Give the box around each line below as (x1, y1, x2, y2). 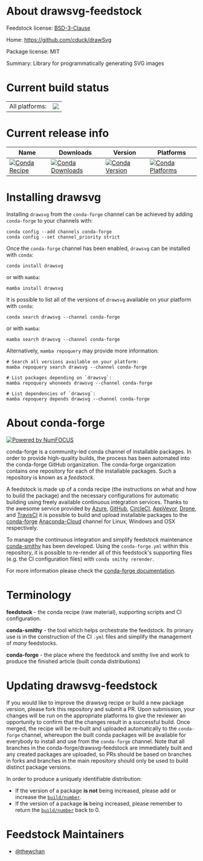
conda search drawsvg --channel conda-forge (6, 314, 120, 320)
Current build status (6, 81, 109, 95)
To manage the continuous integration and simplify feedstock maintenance (6, 536, 193, 543)
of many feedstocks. (6, 639, 58, 647)
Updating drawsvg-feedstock (6, 678, 158, 692)
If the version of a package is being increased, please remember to (14, 800, 182, 807)
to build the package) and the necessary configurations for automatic (6, 491, 179, 499)
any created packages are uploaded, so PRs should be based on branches (6, 751, 192, 758)
